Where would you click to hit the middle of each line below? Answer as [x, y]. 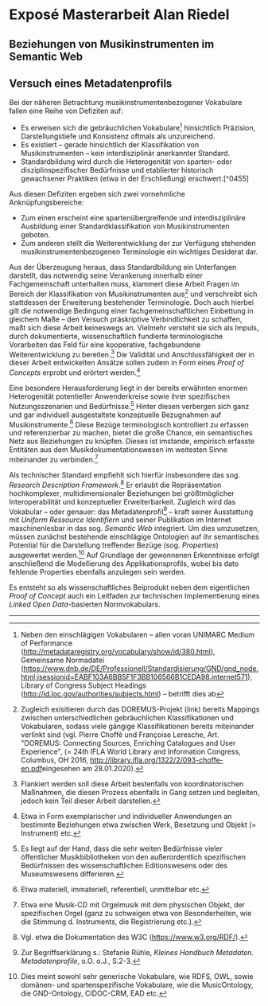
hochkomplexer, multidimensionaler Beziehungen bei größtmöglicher [122, 493]
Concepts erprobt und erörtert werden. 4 [75, 372]
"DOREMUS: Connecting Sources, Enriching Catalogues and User [128, 743]
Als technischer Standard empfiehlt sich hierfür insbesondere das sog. [125, 474]
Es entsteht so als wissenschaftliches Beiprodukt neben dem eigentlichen [129, 587]
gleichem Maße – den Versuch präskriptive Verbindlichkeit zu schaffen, [126, 319]
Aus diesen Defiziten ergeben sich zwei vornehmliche [97, 194]
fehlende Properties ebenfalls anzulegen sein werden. [97, 571]
